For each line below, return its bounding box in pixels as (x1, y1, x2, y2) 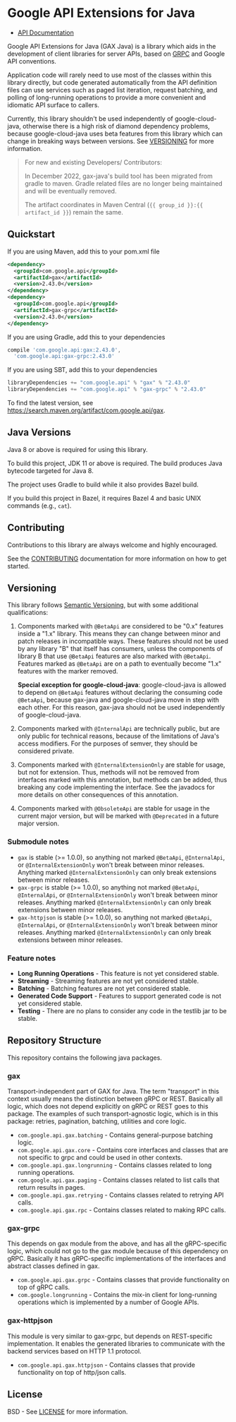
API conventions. (7, 56, 56, 65)
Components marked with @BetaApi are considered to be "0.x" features (17, 622, 224, 631)
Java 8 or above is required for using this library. (7, 445, 148, 453)
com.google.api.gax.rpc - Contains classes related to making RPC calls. (17, 1206, 227, 1214)
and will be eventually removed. (24, 186, 117, 195)
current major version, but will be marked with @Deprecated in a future (17, 812, 219, 820)
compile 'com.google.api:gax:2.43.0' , (7, 346, 121, 354)
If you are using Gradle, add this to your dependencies (7, 333, 166, 341)
